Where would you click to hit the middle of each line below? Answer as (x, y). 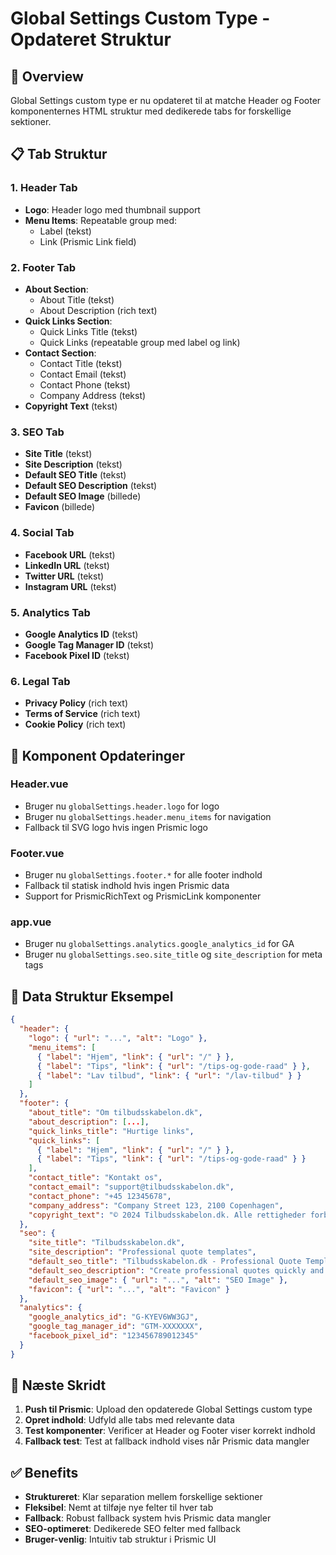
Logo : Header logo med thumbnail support (112, 209)
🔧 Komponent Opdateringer (98, 755)
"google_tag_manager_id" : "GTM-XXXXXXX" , (115, 1327)
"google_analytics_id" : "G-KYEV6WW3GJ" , (113, 1317)
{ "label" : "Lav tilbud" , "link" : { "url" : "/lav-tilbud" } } (169, 1075)
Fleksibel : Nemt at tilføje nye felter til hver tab (119, 1508)
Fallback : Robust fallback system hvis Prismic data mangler (148, 1518)
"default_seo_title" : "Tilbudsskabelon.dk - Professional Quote (165, 1262)
